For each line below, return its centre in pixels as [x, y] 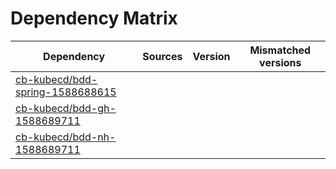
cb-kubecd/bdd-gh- [66, 108]
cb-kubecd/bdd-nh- [66, 137]
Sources [162, 56]
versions [280, 62]
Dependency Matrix [94, 18]
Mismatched [280, 50]
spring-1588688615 [66, 92]
